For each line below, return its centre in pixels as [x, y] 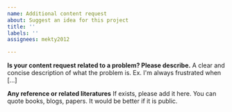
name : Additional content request [57, 14]
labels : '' [23, 33]
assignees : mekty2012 [39, 40]
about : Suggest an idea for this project [68, 20]
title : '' [22, 26]
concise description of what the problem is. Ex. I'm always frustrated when [114, 73]
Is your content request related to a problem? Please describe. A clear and [116, 65]
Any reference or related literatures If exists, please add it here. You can [112, 94]
